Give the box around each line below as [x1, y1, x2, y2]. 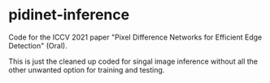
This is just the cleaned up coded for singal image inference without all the [8, 56, 259, 66]
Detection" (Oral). [8, 40, 67, 50]
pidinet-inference [8, 6, 130, 24]
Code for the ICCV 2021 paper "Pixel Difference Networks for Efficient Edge [8, 32, 263, 42]
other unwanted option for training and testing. [8, 64, 165, 74]
